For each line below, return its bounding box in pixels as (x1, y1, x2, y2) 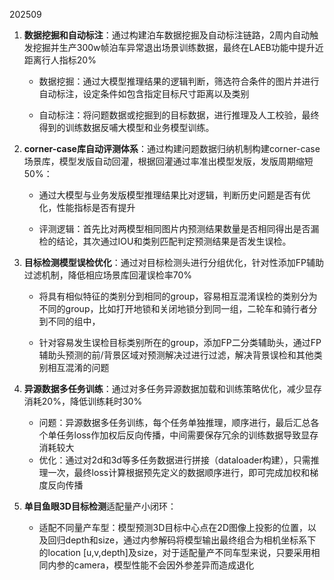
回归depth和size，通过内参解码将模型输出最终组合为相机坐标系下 (47, 534, 317, 546)
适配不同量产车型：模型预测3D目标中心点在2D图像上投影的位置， (38, 522, 308, 533)
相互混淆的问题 (47, 362, 110, 373)
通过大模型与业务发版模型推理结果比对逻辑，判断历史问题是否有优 (38, 189, 311, 201)
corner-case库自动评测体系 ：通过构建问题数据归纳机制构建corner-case (23, 143, 321, 154)
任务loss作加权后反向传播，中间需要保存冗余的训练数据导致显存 (56, 429, 319, 441)
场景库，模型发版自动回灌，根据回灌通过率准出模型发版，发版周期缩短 (23, 155, 314, 167)
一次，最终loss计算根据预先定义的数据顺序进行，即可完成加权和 (47, 467, 311, 478)
